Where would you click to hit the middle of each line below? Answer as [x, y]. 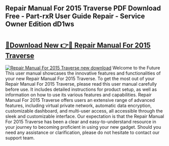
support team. [20, 138]
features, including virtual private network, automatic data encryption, [78, 105]
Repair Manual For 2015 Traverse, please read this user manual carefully [81, 84]
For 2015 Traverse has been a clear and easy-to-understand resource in [81, 122]
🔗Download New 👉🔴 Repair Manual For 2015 [78, 45]
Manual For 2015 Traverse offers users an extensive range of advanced [80, 100]
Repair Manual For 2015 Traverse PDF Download [83, 8]
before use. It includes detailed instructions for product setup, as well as [81, 89]
